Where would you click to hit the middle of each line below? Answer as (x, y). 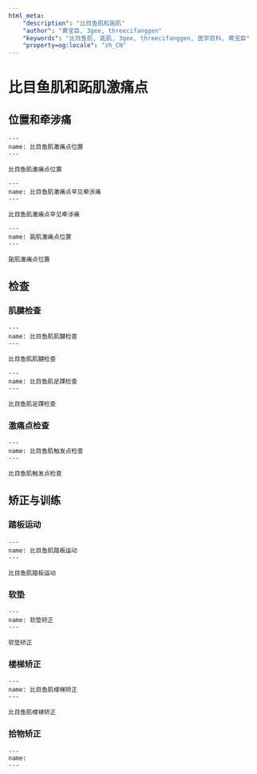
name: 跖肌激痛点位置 (40, 237)
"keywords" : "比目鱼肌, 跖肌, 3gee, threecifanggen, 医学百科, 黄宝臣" (136, 38)
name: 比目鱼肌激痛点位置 (46, 147)
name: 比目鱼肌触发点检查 (46, 451)
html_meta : (26, 16)
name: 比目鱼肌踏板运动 (43, 550)
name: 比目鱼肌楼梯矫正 (43, 690)
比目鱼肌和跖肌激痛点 (79, 88)
